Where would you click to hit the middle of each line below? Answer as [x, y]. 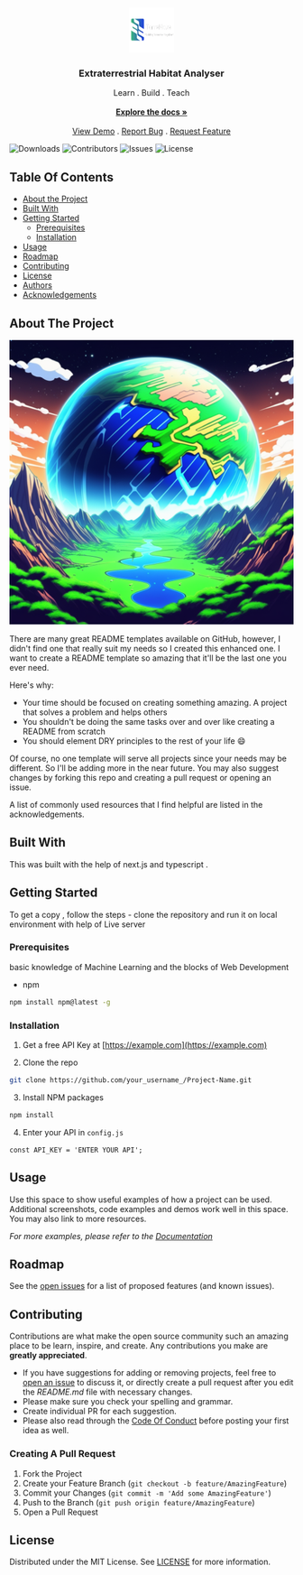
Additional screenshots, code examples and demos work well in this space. [149, 1209]
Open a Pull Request [60, 1512]
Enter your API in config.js [73, 1132]
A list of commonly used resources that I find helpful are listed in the [136, 804]
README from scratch [64, 731]
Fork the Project [52, 1473]
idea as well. [46, 1431]
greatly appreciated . [48, 1356]
